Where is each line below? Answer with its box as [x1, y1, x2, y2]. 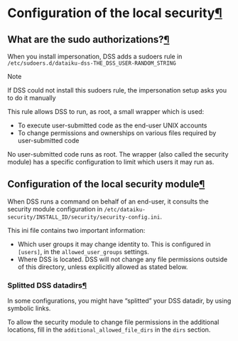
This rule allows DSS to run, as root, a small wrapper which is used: [7, 107, 205, 115]
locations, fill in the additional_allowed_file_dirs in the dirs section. [7, 325, 211, 334]
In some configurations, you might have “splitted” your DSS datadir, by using [7, 297, 232, 305]
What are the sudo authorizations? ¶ [7, 33, 170, 46]
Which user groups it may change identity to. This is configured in [17, 240, 211, 248]
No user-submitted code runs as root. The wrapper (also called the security [7, 150, 229, 158]
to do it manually [7, 94, 56, 102]
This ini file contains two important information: [7, 226, 146, 234]
